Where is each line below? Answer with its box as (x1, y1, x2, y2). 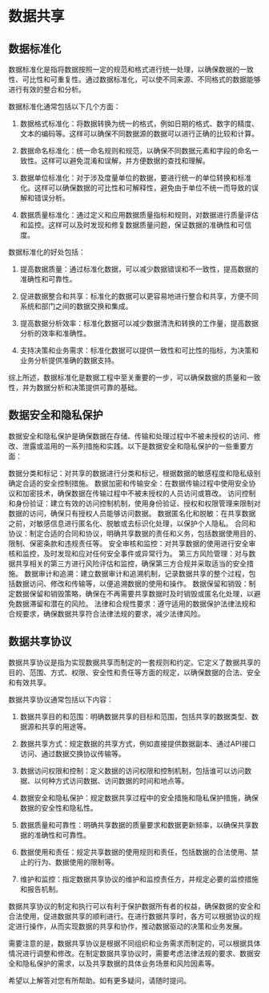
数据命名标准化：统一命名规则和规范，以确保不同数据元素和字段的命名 (19, 146, 252, 155)
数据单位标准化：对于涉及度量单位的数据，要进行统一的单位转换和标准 (19, 173, 252, 182)
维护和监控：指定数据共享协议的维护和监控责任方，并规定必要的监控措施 (19, 874, 259, 884)
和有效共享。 (8, 678, 50, 687)
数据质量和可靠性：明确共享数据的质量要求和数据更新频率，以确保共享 (19, 820, 252, 829)
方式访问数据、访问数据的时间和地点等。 (54, 775, 189, 785)
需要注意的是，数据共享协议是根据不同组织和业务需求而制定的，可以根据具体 (8, 938, 261, 948)
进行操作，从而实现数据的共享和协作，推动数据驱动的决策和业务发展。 (14, 921, 247, 931)
